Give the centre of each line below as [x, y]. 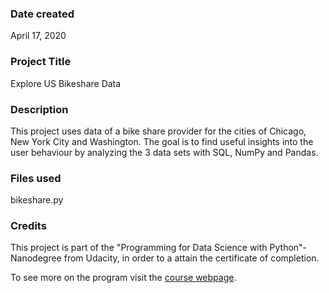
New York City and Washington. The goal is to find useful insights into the [162, 141]
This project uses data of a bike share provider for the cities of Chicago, [158, 131]
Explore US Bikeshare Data [66, 83]
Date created [42, 14]
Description [39, 109]
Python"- [288, 248]
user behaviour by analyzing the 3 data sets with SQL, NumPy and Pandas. [164, 152]
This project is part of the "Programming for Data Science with [139, 248]
